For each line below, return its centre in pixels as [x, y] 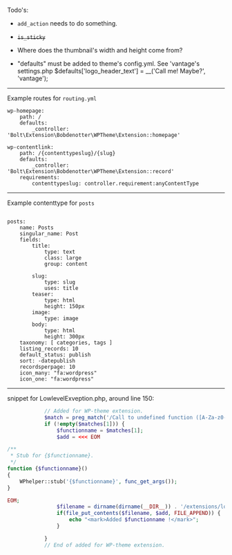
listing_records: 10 [49, 349]
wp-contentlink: [30, 147]
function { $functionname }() [48, 468]
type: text [60, 252]
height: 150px [64, 307]
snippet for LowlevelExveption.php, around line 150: [81, 398]
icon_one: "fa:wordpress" [57, 379]
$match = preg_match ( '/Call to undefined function [118, 417]
